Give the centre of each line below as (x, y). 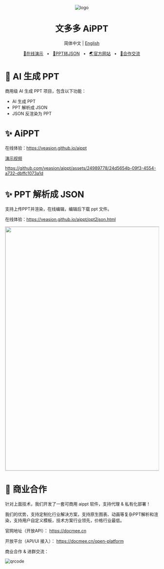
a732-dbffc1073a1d (24, 173)
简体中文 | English (82, 43)
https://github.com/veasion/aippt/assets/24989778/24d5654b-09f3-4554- (81, 168)
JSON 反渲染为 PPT (32, 113)
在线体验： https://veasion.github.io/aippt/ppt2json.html (60, 219)
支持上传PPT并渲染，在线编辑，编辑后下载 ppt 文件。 (58, 209)
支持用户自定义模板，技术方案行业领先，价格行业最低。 (69, 520)
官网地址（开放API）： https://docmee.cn (46, 530)
